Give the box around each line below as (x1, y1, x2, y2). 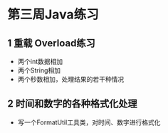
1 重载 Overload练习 (7, 37, 95, 49)
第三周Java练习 (7, 6, 99, 23)
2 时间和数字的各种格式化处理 (7, 97, 137, 110)
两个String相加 (17, 66, 61, 75)
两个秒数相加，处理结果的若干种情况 (17, 75, 125, 83)
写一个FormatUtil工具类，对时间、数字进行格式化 (17, 118, 161, 127)
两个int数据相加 (17, 58, 63, 65)
